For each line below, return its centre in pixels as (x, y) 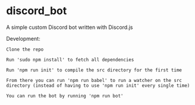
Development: (23, 38)
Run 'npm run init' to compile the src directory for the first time (94, 70)
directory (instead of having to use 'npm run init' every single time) (98, 86)
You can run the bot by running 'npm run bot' (65, 96)
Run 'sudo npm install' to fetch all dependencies (70, 60)
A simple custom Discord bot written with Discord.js (70, 27)
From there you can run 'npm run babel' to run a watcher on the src (94, 80)
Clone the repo (25, 49)
